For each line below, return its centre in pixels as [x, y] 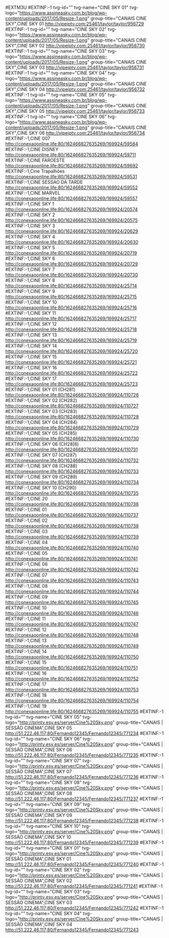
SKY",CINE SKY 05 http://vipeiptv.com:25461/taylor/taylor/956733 [75, 111]
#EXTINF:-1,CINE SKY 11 [31, 313]
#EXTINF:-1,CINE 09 [26, 597]
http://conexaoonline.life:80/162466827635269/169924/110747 [72, 624]
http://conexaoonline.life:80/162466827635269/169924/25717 [71, 318]
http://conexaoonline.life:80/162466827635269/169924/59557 [71, 198]
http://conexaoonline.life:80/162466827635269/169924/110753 [72, 690]
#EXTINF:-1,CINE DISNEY [32, 149]
